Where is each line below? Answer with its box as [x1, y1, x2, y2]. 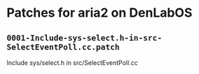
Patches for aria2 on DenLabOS [6, 5, 193, 21]
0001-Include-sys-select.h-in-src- [6, 33, 163, 43]
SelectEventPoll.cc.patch [6, 42, 120, 52]
